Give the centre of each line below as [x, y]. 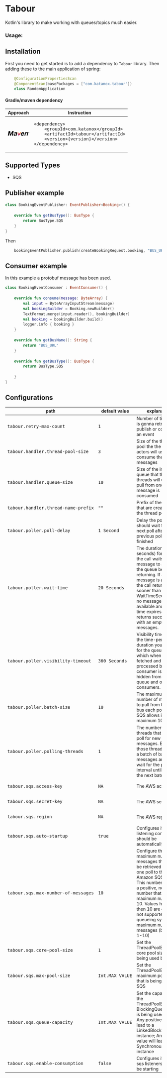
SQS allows [148, 715]
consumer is [149, 671]
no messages [150, 601]
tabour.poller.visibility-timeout [49, 661]
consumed [147, 495]
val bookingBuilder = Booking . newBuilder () [69, 309]
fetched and [149, 661]
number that [149, 893]
